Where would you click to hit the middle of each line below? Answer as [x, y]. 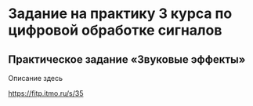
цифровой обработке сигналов [115, 30]
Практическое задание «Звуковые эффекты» [127, 59]
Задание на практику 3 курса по [120, 14]
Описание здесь [36, 78]
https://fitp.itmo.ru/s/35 [46, 93]
